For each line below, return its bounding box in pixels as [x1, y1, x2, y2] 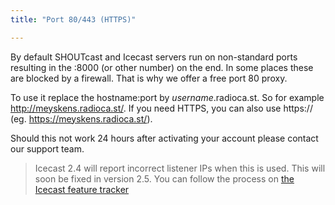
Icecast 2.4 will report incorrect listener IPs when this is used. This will [34, 162, 326, 174]
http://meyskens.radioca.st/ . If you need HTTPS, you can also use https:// [10, 102, 313, 114]
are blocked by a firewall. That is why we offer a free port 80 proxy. [10, 72, 288, 84]
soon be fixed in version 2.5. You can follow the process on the [34, 172, 295, 185]
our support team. [10, 142, 85, 155]
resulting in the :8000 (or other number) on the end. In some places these [10, 61, 314, 73]
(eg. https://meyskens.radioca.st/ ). [10, 112, 153, 125]
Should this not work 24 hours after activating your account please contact [10, 132, 319, 144]
